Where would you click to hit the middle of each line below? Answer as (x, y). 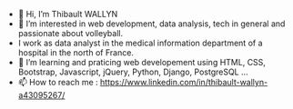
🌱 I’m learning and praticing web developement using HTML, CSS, (142, 62)
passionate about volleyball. (71, 33)
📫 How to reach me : (58, 82)
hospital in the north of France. (76, 53)
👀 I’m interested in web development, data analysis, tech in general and (152, 24)
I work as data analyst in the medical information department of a (140, 43)
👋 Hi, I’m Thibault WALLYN (68, 14)
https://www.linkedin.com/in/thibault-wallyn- (184, 82)
